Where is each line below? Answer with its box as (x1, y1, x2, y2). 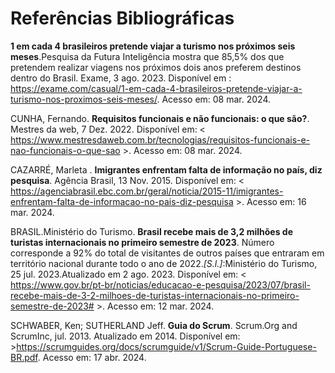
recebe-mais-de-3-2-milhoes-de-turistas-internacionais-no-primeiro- (10, 289, 300, 301)
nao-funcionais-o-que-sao (10, 144, 121, 156)
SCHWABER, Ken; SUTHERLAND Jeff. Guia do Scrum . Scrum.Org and (10, 319, 298, 331)
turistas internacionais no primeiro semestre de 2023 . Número (10, 236, 275, 248)
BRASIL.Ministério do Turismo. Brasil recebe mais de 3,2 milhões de (10, 225, 293, 237)
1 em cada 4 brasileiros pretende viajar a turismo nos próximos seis (10, 40, 296, 52)
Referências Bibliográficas (10, 7, 235, 30)
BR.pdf (10, 351, 38, 363)
